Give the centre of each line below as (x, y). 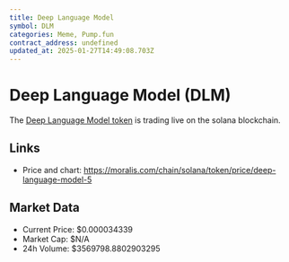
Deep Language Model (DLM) (120, 96)
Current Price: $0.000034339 (77, 229)
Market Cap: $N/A (56, 239)
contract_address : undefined (64, 43)
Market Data (44, 208)
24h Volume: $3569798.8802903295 (91, 249)
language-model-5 (57, 179)
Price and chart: (52, 170)
